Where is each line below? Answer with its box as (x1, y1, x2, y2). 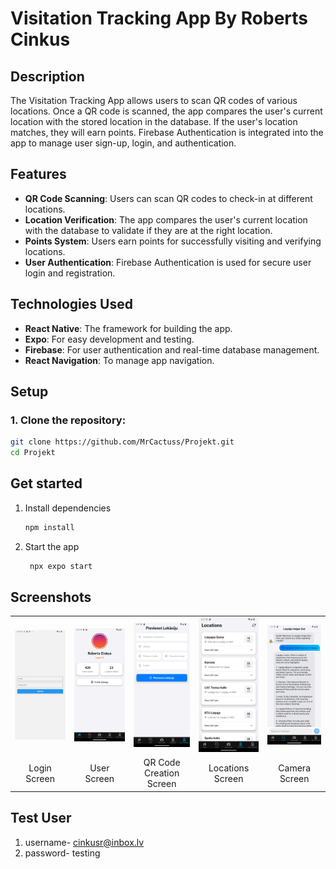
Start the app (24, 540, 80, 552)
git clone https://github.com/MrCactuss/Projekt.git (10, 437, 235, 447)
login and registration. (24, 267, 116, 279)
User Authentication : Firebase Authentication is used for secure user (24, 256, 312, 268)
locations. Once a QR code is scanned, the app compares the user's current (10, 105, 323, 117)
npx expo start (29, 561, 93, 571)
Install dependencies (24, 502, 112, 514)
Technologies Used (10, 296, 133, 313)
